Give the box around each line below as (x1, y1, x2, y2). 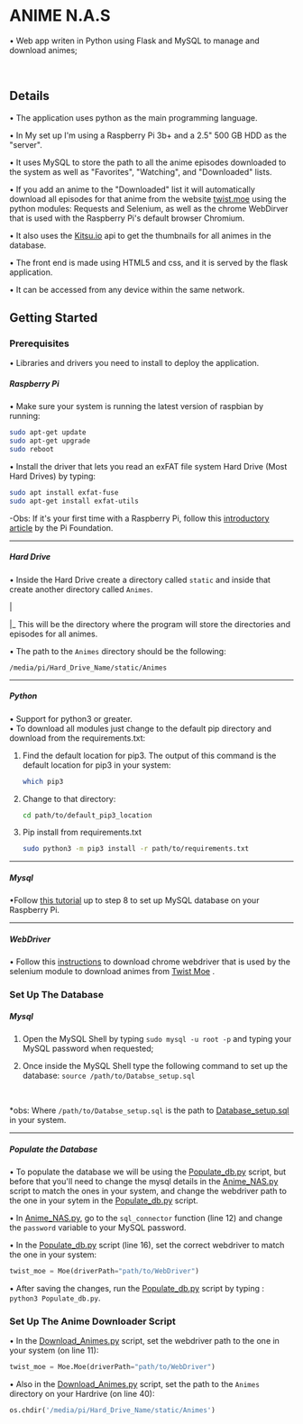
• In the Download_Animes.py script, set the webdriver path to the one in (9, 1336, 280, 1346)
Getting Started (9, 310, 98, 325)
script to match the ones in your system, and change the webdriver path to (9, 1186, 287, 1197)
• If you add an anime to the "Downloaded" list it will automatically (9, 184, 255, 195)
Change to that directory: (22, 793, 116, 804)
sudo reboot (9, 445, 54, 454)
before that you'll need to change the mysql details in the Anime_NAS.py (9, 1176, 279, 1187)
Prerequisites (9, 337, 69, 350)
